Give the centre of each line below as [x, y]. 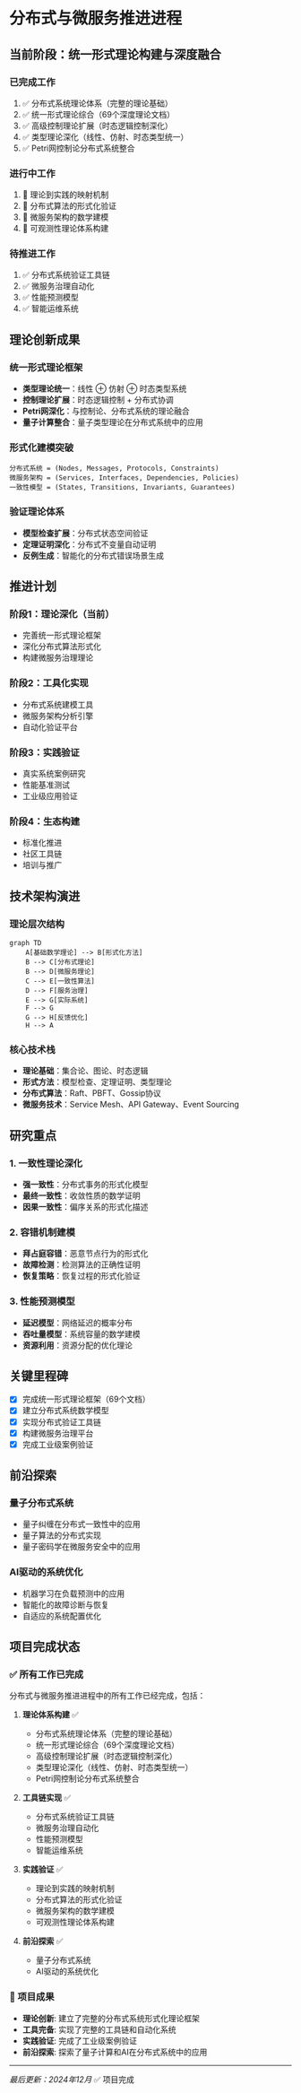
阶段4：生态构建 [45, 821]
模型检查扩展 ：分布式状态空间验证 [85, 533]
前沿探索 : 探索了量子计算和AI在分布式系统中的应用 [115, 2052]
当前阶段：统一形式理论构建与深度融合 [115, 54]
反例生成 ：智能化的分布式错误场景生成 [93, 555]
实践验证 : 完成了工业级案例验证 [79, 2040]
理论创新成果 [45, 339]
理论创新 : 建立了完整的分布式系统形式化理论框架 [111, 2018]
